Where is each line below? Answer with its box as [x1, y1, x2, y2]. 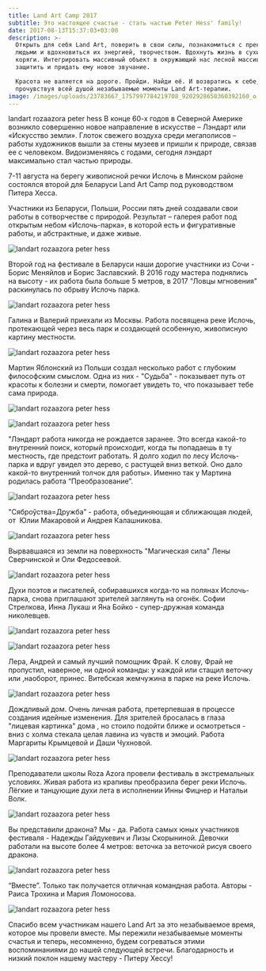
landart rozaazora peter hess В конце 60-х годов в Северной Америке [8, 114, 243, 124]
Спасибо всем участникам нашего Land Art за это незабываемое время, [8, 920, 256, 930]
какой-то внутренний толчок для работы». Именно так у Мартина [8, 468, 232, 478]
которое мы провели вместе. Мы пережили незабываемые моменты [8, 928, 243, 938]
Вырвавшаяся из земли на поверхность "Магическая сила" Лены [8, 546, 231, 556]
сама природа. [8, 388, 59, 398]
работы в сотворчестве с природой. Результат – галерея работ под [8, 212, 237, 222]
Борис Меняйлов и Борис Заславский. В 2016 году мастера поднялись [8, 268, 249, 277]
